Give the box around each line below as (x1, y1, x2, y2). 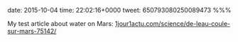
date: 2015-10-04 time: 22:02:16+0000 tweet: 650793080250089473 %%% (7, 6, 232, 14)
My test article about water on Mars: (7, 20, 114, 27)
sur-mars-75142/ (7, 27, 57, 35)
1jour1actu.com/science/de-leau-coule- (114, 20, 231, 27)
